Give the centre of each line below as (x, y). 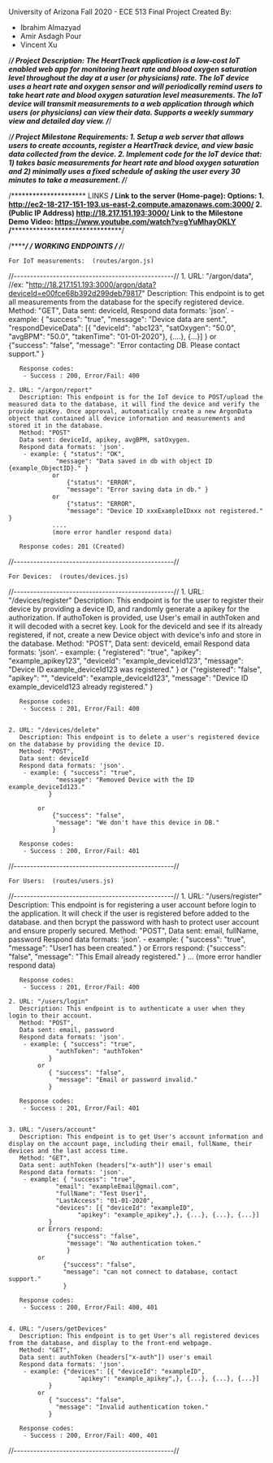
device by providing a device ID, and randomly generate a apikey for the (129, 609)
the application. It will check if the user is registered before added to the (129, 913)
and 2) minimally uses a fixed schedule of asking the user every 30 (125, 171)
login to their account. (50, 1016)
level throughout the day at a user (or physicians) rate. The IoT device (129, 78)
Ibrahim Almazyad (50, 27)
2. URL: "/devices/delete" (54, 730)
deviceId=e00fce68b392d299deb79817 (75, 293)
